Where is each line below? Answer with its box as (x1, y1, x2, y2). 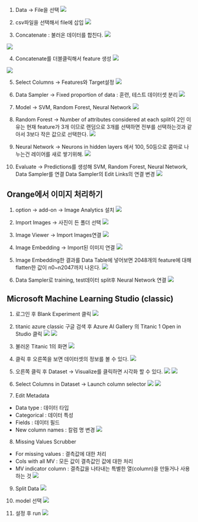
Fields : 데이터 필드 (15, 419, 60, 426)
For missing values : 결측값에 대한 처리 (15, 450, 107, 457)
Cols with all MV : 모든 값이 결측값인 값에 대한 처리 (15, 458, 134, 465)
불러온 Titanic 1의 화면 (15, 342, 67, 350)
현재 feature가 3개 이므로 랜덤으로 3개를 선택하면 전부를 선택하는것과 (26, 123, 186, 130)
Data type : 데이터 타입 (15, 404, 69, 411)
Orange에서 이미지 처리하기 (7, 190, 103, 200)
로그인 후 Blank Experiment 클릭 (15, 310, 92, 317)
